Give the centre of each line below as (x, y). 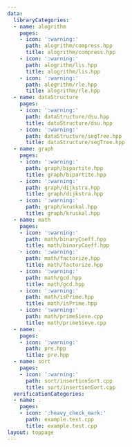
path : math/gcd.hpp (53, 278)
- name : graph (34, 149)
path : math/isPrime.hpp (60, 297)
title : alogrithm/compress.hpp (70, 53)
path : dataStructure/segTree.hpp (74, 136)
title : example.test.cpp (61, 426)
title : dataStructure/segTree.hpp (75, 143)
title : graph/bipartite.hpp (66, 175)
